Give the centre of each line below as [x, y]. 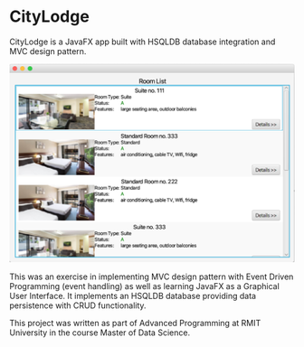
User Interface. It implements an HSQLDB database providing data [133, 295]
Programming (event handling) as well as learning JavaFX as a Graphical [145, 286]
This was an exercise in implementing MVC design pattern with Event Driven [152, 277]
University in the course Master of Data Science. [100, 333]
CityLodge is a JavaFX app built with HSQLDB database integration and [142, 42]
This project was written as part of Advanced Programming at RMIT [135, 323]
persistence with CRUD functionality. [78, 305]
